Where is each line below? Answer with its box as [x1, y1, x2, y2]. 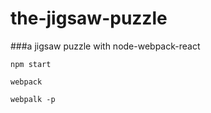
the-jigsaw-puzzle [10, 7, 168, 30]
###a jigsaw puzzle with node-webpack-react [10, 40, 201, 52]
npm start [10, 59, 52, 69]
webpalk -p [10, 94, 56, 104]
